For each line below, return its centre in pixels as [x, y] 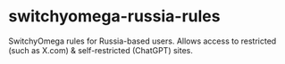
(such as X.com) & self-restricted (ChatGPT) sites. [101, 50]
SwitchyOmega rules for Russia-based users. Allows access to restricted [142, 41]
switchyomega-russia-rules [114, 16]
